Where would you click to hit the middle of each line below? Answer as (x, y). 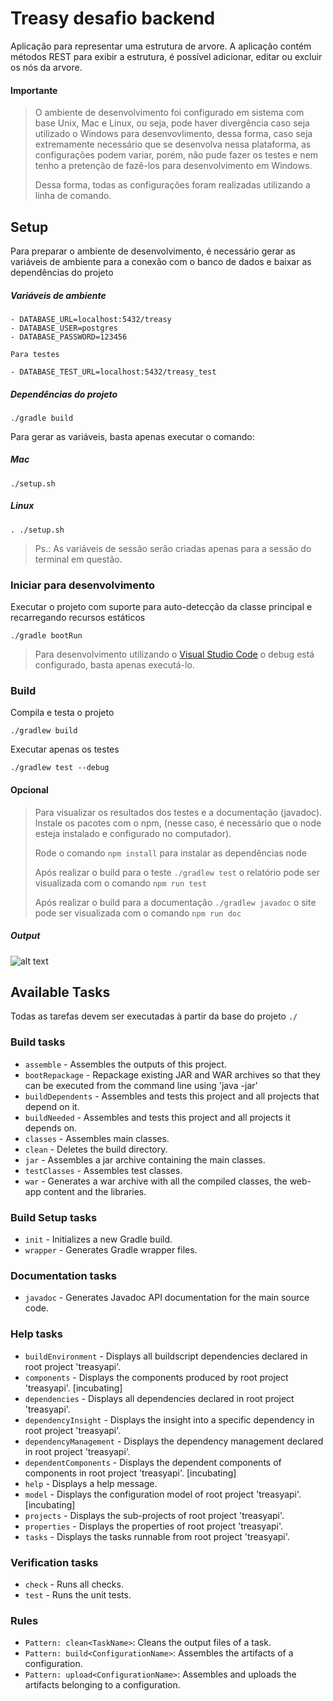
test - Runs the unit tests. (78, 1594)
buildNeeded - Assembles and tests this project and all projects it (157, 1117)
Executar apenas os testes (65, 749)
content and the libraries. (95, 1191)
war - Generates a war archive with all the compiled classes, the (156, 1181)
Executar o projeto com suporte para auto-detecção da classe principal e (161, 607)
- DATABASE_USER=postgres (64, 328)
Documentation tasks (63, 1275)
